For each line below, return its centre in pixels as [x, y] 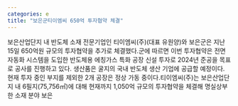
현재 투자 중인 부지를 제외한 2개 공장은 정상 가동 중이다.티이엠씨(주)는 [103, 77]
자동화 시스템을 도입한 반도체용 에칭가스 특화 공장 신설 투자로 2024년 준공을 [113, 59]
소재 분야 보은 [34, 95]
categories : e [28, 14]
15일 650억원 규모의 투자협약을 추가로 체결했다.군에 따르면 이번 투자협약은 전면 [117, 51]
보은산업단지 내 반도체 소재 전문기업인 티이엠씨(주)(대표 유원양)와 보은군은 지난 [116, 42]
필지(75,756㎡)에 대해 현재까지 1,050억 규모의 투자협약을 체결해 [115, 86]
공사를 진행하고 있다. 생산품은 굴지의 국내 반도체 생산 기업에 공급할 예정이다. [120, 68]
